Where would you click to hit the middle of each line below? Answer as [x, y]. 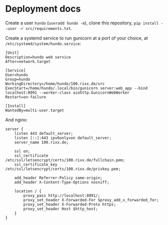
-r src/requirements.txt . [45, 28]
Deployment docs [43, 9]
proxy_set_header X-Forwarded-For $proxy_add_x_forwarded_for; [91, 200]
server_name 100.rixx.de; [42, 142]
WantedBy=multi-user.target [35, 110]
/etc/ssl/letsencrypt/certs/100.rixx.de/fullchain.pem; [65, 160]
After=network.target [28, 61]
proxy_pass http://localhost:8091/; [62, 196]
